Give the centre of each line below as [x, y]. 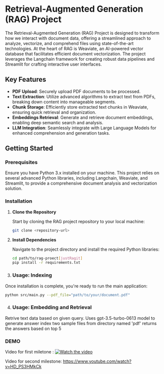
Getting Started [29, 149]
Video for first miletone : [29, 352]
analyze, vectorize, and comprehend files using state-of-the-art [69, 43]
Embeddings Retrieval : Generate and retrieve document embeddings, [83, 117]
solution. [14, 188]
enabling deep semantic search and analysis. [58, 122]
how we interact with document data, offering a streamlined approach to [78, 38]
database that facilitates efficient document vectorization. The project [75, 54]
